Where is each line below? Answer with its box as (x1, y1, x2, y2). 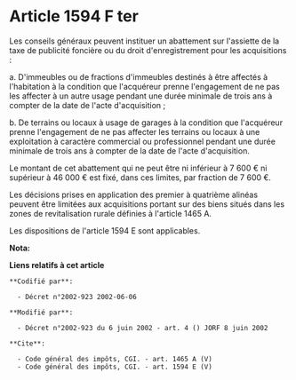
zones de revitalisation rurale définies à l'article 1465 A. (9, 208, 212, 218)
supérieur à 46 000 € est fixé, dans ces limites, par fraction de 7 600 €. (9, 171, 271, 183)
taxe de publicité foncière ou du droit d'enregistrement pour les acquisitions (9, 44, 287, 55)
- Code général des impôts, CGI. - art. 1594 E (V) (17, 362, 213, 371)
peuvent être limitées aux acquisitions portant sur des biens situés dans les (9, 198, 285, 210)
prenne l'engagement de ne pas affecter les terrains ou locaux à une (9, 126, 260, 137)
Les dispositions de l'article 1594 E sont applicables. (9, 225, 201, 236)
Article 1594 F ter (9, 6, 140, 27)
